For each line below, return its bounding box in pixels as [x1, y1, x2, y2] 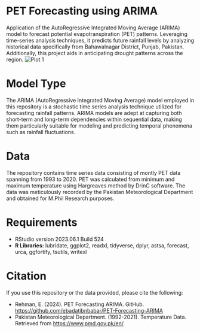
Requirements [6, 216, 78, 229]
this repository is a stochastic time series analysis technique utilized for [6, 103, 182, 110]
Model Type [6, 77, 66, 90]
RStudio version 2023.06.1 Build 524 [14, 235, 104, 243]
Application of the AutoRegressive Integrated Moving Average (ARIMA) [6, 24, 180, 31]
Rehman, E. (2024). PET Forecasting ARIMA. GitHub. [14, 301, 144, 308]
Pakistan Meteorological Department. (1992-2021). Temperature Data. [14, 313, 187, 320]
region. [6, 56, 24, 63]
